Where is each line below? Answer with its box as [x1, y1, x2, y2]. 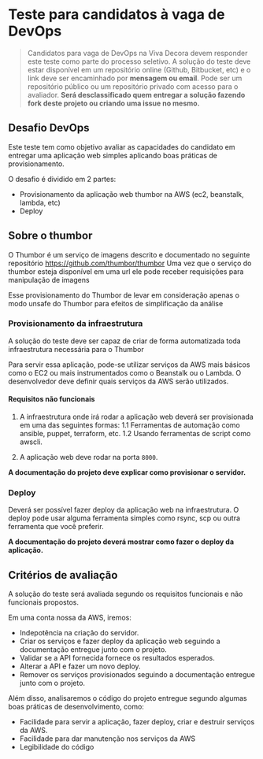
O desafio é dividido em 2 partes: [8, 174, 117, 183]
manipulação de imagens [8, 275, 90, 284]
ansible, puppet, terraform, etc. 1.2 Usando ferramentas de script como [19, 429, 251, 439]
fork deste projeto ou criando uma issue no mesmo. [27, 98, 200, 108]
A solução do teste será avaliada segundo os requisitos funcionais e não [8, 589, 243, 599]
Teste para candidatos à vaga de [8, 6, 225, 24]
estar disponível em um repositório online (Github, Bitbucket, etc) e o [27, 65, 251, 74]
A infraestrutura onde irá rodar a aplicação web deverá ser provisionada [19, 412, 254, 422]
